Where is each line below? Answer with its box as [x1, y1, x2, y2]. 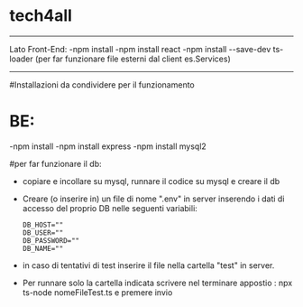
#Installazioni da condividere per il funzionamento [9, 79, 196, 90]
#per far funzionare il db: [9, 158, 102, 169]
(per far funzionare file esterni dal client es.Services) [34, 53, 232, 64]
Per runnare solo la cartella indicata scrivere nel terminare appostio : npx [22, 277, 293, 288]
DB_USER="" [22, 228, 64, 237]
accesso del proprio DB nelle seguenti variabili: [22, 202, 198, 213]
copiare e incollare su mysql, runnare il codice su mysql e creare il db [22, 175, 280, 186]
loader [9, 53, 33, 64]
